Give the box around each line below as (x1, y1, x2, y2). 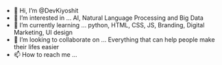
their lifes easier (13, 43, 60, 51)
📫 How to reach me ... (13, 51, 77, 58)
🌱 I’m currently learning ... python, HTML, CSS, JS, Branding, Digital (13, 21, 205, 29)
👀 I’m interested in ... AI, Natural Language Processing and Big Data (13, 14, 204, 22)
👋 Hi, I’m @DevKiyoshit (13, 7, 79, 14)
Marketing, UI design (13, 28, 73, 36)
